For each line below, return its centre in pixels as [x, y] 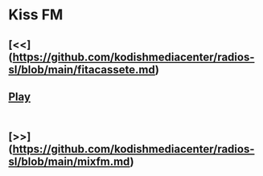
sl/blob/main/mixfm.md [69, 162]
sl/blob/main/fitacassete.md [82, 70]
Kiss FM [36, 15]
